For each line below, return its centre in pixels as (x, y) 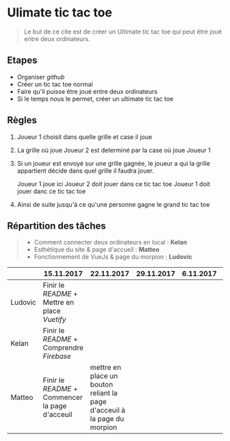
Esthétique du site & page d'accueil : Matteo (97, 250)
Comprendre (63, 348)
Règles (22, 120)
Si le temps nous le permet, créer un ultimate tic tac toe (95, 99)
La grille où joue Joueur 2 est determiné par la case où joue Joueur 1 (114, 150)
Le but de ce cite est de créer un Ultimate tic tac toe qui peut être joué (123, 32)
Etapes (22, 61)
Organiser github (41, 77)
